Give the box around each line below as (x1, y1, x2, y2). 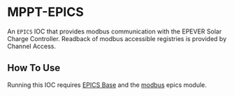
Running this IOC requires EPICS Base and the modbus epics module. (7, 81, 207, 89)
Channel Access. (7, 42, 57, 50)
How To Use (7, 62, 61, 74)
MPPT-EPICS (7, 4, 84, 20)
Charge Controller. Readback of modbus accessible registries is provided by (7, 34, 227, 42)
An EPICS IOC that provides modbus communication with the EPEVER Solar (7, 27, 222, 35)
